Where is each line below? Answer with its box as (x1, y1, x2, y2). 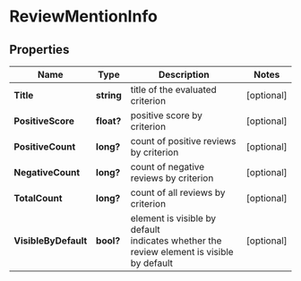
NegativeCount (13, 166, 81, 178)
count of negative (130, 161, 205, 173)
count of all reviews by (130, 186, 226, 199)
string (95, 89, 123, 101)
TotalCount (13, 192, 63, 204)
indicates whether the (130, 234, 222, 247)
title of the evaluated (130, 83, 217, 96)
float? (95, 115, 122, 127)
